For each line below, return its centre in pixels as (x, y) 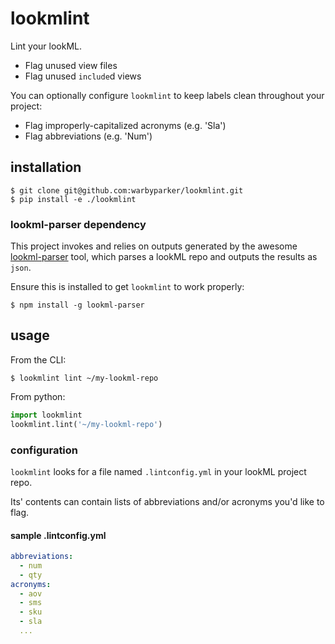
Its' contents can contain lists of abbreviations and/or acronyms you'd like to (167, 501)
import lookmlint (46, 415)
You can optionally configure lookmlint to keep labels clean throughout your (167, 95)
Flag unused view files (71, 65)
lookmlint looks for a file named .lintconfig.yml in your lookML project (158, 471)
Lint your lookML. (46, 46)
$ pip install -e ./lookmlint (73, 199)
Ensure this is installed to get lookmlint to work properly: (127, 287)
